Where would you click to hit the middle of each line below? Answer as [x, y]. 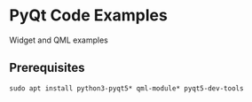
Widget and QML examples [59, 40]
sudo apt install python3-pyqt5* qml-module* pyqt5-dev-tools [126, 88]
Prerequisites [47, 68]
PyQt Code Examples [89, 16]
